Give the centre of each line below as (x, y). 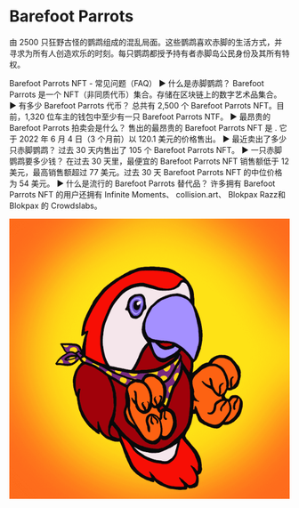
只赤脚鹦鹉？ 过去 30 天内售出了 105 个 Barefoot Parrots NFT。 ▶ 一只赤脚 (146, 149)
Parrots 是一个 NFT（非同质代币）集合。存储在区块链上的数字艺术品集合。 (145, 94)
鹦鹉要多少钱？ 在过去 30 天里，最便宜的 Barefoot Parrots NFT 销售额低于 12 (149, 161)
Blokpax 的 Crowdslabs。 (56, 206)
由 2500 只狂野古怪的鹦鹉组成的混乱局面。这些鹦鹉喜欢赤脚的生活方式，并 (146, 42)
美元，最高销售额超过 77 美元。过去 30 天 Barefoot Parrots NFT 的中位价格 (146, 172)
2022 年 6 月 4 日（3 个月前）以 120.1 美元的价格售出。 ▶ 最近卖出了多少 (153, 139)
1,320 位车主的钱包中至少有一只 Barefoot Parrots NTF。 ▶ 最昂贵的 (148, 117)
